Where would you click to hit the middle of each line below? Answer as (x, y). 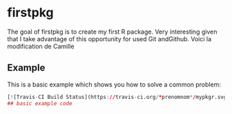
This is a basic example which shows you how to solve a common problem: (114, 84)
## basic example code (40, 103)
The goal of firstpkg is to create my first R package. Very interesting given (112, 32)
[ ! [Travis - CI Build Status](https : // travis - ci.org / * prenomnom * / (101, 97)
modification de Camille (41, 46)
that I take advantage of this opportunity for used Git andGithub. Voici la (109, 38)
